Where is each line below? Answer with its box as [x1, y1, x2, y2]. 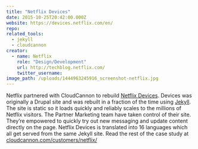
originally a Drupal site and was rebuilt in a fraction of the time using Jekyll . [6, 98, 191, 105]
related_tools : [6, 31, 44, 37]
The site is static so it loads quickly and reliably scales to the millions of [6, 105, 182, 112]
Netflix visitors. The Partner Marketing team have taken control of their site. [6, 111, 191, 118]
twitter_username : [17, 70, 63, 76]
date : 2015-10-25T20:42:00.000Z [6, 14, 86, 20]
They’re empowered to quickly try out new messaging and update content [6, 117, 188, 124]
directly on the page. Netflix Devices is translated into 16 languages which [6, 124, 188, 131]
